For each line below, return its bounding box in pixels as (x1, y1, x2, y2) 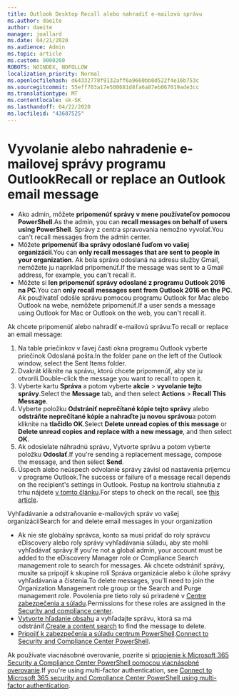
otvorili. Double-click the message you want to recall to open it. (17, 374, 203, 383)
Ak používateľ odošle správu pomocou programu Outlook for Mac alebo (17, 293, 230, 302)
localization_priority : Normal (7, 70, 101, 77)
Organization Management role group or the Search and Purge (17, 583, 202, 592)
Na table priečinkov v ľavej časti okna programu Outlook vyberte (17, 343, 208, 352)
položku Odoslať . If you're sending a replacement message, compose (17, 450, 223, 458)
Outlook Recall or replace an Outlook (7, 171, 226, 187)
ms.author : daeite (7, 17, 62, 24)
